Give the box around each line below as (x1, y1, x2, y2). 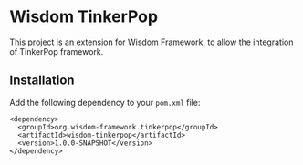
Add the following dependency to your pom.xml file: (9, 97, 201, 108)
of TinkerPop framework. (9, 46, 104, 57)
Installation (9, 73, 75, 88)
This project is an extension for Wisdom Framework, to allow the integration (9, 36, 294, 47)
